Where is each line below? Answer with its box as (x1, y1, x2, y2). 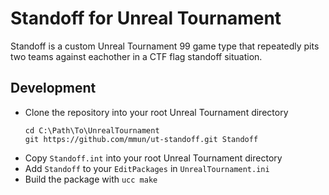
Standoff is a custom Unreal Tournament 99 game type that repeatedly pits (10, 40, 320, 52)
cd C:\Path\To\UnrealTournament (24, 125, 160, 136)
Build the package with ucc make (24, 173, 158, 185)
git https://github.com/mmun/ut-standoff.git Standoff (24, 134, 259, 144)
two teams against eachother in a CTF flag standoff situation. (10, 50, 263, 62)
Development (10, 80, 97, 97)
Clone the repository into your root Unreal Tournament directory (24, 106, 289, 118)
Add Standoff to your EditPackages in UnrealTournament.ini (24, 162, 270, 174)
